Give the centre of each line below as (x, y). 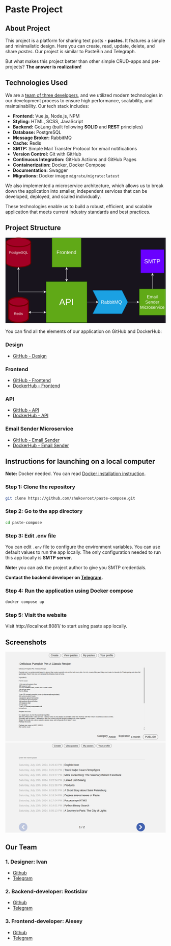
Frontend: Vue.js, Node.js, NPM (46, 116)
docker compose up (25, 602)
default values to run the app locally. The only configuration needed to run (83, 552)
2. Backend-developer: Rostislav (47, 891)
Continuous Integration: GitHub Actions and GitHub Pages (74, 159)
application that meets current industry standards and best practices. (78, 212)
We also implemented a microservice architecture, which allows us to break (84, 186)
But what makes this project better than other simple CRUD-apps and (78, 61)
